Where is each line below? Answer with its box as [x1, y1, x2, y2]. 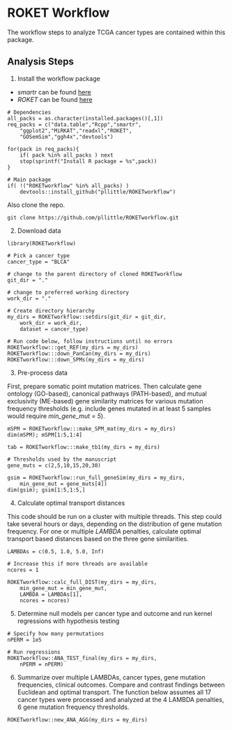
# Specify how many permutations [7, 630, 105, 637]
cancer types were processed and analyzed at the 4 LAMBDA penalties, [17, 695, 224, 703]
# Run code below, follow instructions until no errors [7, 338, 173, 345]
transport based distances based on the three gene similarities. [7, 534, 190, 543]
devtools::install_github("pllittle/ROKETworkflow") [20, 188, 176, 195]
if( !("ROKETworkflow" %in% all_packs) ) [7, 182, 130, 189]
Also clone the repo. [7, 201, 65, 209]
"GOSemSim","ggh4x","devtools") [20, 133, 114, 141]
